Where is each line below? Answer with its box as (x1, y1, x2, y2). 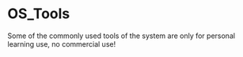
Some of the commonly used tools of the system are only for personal (7, 31, 235, 40)
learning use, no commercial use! (7, 39, 116, 48)
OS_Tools (7, 5, 70, 23)
